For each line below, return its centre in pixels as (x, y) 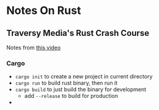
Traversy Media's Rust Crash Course (78, 33)
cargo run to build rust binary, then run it (66, 83)
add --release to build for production (71, 96)
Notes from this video (34, 47)
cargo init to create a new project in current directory (84, 77)
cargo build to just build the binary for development (81, 89)
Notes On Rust (44, 11)
